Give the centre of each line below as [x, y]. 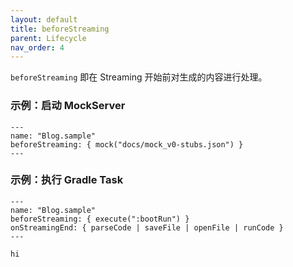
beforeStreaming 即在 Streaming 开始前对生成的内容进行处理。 [139, 77]
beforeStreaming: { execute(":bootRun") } [100, 219]
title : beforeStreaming [60, 29]
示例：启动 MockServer [68, 106]
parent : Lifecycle [48, 38]
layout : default [44, 19]
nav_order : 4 [37, 47]
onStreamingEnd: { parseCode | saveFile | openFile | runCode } [147, 227]
